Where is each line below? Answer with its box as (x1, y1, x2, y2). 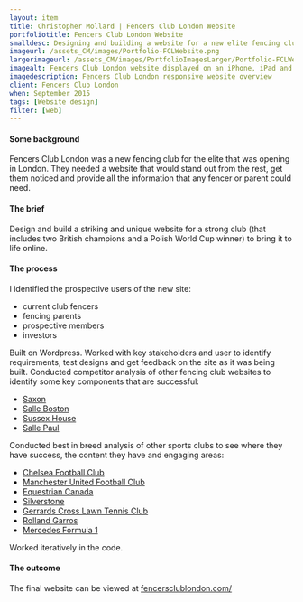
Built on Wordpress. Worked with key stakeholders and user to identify (9, 347, 271, 358)
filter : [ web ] (9, 106, 63, 115)
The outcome (9, 562, 60, 574)
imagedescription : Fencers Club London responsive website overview (9, 72, 272, 81)
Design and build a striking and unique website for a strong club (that (9, 223, 266, 234)
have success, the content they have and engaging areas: (9, 449, 225, 460)
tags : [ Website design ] (9, 97, 99, 107)
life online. (9, 242, 48, 253)
